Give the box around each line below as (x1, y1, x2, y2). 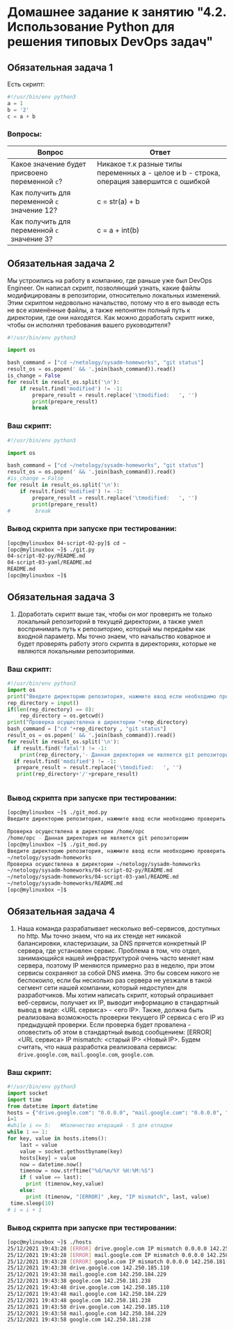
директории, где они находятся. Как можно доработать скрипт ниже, (7, 313, 214, 321)
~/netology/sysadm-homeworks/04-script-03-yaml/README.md (7, 874, 179, 881)
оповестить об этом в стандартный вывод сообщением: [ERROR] (17, 1028, 212, 1036)
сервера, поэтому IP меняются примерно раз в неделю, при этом (17, 961, 214, 969)
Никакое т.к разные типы (97, 159, 182, 169)
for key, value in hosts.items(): (7, 1135, 108, 1143)
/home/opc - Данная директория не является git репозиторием (7, 835, 189, 842)
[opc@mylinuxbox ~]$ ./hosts (7, 1238, 92, 1246)
